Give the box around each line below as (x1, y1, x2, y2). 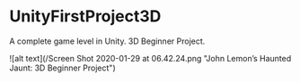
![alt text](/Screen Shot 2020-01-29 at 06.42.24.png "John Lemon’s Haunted (9, 53, 292, 63)
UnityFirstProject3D (9, 6, 162, 27)
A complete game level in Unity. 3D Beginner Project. (9, 36, 206, 46)
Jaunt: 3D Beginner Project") (9, 62, 116, 73)
